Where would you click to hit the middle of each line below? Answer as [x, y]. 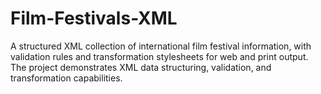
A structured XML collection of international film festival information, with [161, 46]
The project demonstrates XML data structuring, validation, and [141, 67]
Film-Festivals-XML [94, 18]
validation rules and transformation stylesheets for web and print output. [159, 56]
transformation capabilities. [66, 78]
